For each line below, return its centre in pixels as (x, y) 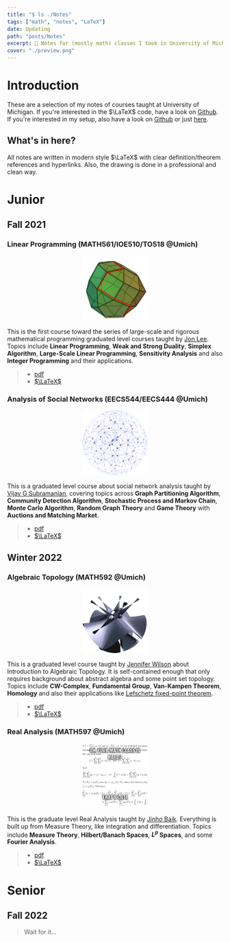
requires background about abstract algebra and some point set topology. (111, 679)
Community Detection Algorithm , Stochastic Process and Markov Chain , (112, 501)
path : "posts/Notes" (37, 36)
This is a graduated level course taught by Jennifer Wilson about (98, 664)
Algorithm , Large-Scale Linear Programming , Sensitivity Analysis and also (115, 353)
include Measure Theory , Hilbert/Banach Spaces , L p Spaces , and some (110, 834)
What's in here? (42, 141)
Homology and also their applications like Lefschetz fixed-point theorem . (110, 693)
